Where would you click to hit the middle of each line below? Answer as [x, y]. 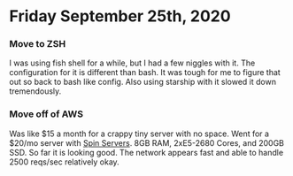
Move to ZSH [38, 44]
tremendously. [35, 91]
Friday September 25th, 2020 [120, 16]
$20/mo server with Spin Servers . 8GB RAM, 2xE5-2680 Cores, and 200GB [147, 142]
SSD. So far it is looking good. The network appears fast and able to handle [146, 152]
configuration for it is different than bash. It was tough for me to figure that [145, 73]
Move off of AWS [46, 114]
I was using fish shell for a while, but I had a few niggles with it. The [132, 63]
